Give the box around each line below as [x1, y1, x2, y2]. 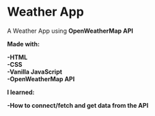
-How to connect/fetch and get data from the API [7, 101, 149, 109]
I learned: [7, 88, 36, 96]
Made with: [7, 40, 40, 48]
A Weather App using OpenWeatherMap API [7, 27, 133, 35]
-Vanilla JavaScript [7, 68, 63, 76]
